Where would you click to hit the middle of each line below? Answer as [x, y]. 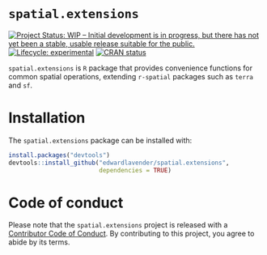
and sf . [21, 85]
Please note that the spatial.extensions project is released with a [118, 225]
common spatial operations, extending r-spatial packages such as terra [131, 76]
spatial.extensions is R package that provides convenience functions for [131, 68]
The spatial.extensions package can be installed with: [100, 140]
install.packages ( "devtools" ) [59, 155]
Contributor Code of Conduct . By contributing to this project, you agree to [131, 234]
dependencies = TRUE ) [135, 170]
